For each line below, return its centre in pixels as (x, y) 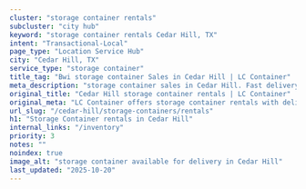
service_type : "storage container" (77, 69)
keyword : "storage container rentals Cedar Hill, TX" (114, 35)
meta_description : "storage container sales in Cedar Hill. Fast (136, 85)
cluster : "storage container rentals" (83, 18)
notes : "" (28, 144)
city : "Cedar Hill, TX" (55, 60)
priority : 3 (32, 136)
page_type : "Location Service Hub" (77, 52)
